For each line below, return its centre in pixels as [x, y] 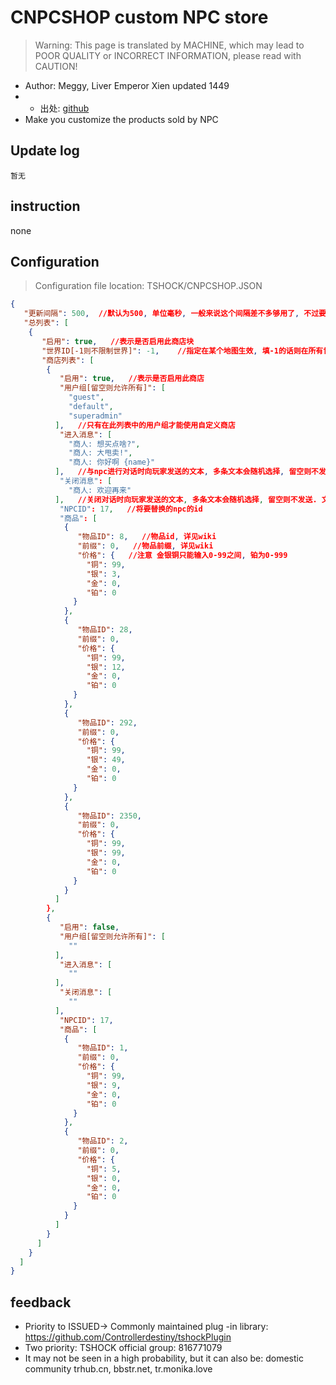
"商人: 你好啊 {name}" [112, 462]
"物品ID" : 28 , [105, 630]
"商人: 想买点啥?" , [104, 444]
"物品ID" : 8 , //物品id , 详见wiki [147, 537]
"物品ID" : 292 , [107, 722]
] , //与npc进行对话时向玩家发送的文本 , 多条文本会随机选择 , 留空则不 [186, 472]
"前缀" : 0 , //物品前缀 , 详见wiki [145, 546]
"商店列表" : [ [68, 360]
